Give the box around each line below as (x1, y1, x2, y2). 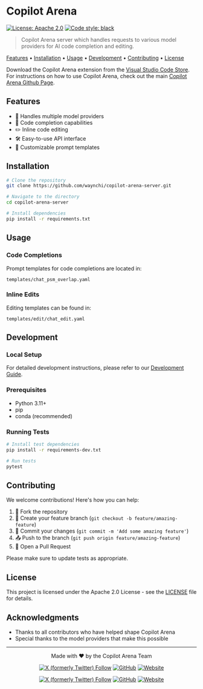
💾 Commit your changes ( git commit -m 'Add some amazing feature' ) (14, 527, 189, 534)
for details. (6, 595, 33, 602)
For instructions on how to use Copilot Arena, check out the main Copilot (6, 72, 187, 79)
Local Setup (6, 350, 42, 359)
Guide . (6, 371, 23, 378)
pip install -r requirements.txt (6, 216, 91, 222)
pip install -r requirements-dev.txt (6, 447, 101, 453)
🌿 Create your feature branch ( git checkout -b (14, 514, 132, 522)
